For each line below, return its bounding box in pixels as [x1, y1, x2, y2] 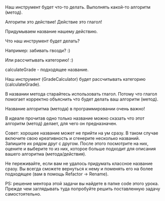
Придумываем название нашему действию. [5, 29, 98, 34]
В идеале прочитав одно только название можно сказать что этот [5, 115, 145, 121]
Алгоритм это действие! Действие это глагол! [5, 19, 102, 25]
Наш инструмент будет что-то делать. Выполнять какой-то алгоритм [5, 4, 151, 10]
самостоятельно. [5, 191, 41, 197]
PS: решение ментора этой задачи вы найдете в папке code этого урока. [5, 181, 159, 186]
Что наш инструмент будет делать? [5, 38, 80, 44]
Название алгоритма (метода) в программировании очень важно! [5, 106, 145, 111]
